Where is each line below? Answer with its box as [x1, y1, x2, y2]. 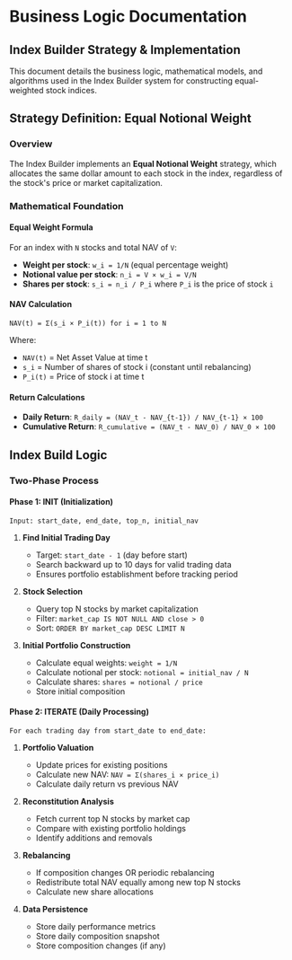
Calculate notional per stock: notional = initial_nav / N [35, 666, 249, 677]
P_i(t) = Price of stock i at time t [22, 371, 145, 383]
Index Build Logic [9, 447, 108, 462]
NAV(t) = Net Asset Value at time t [22, 352, 148, 363]
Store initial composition [35, 685, 126, 697]
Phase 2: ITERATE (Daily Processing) [9, 707, 150, 718]
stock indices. [45, 85, 97, 95]
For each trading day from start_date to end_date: [9, 726, 207, 735]
